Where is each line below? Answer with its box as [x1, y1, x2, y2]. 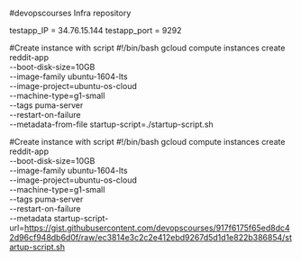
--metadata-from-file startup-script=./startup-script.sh [9, 119, 214, 130]
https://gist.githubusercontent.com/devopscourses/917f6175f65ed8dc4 [23, 222, 290, 233]
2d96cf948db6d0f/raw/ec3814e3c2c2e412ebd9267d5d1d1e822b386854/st [9, 232, 293, 242]
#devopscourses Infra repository [9, 8, 132, 18]
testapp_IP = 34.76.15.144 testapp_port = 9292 [9, 25, 182, 35]
